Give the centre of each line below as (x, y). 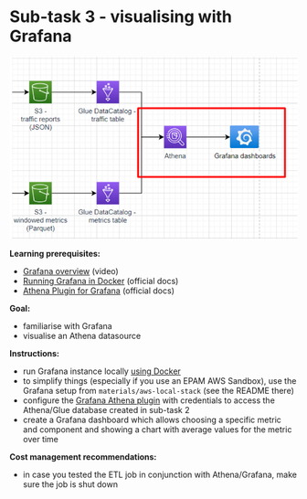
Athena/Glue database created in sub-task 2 (106, 409)
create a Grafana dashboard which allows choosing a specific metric (152, 419)
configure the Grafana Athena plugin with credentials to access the (149, 400)
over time (41, 439)
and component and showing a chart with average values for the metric (157, 429)
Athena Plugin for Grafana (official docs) (99, 291)
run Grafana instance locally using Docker (101, 371)
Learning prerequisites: (55, 253)
